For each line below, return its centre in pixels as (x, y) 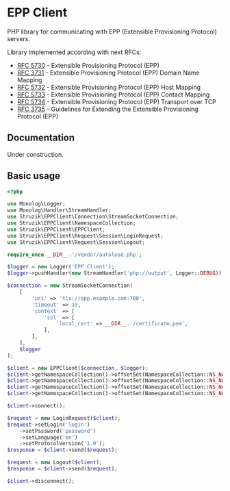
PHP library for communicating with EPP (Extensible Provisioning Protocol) (112, 32)
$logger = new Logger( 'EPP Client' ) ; (61, 267)
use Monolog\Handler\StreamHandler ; (59, 210)
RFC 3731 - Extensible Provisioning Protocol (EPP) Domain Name (108, 73)
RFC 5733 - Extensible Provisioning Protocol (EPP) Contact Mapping (113, 95)
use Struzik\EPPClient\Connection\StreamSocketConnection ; (93, 217)
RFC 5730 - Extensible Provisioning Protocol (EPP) (88, 65)
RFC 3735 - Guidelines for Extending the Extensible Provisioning (107, 109)
